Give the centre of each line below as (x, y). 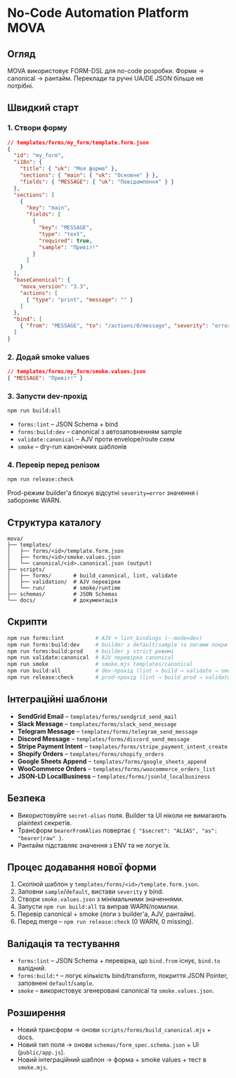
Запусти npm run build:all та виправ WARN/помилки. (98, 907)
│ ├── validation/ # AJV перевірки (64, 582)
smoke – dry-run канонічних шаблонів (72, 447)
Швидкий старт (43, 108)
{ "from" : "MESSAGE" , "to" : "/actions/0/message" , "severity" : (114, 326)
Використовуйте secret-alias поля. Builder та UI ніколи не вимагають (122, 815)
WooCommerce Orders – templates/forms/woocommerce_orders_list (116, 768)
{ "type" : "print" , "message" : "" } (79, 300)
